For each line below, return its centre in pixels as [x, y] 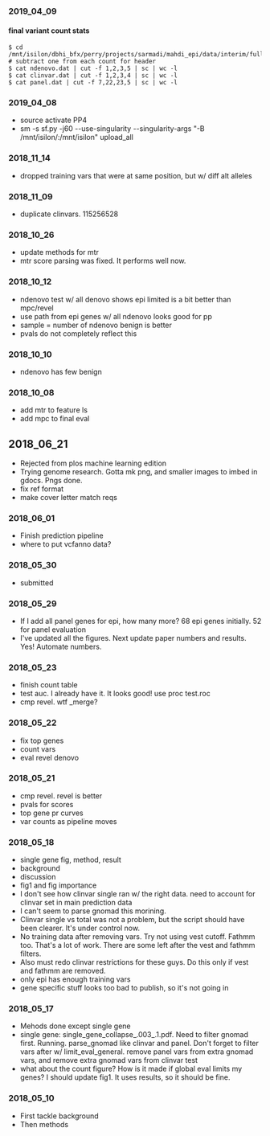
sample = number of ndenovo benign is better [96, 325]
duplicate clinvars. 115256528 [69, 214]
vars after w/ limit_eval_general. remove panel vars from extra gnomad [137, 1052]
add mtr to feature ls [54, 410]
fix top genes [42, 740]
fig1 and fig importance [58, 885]
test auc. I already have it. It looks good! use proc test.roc [115, 694]
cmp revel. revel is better [61, 796]
